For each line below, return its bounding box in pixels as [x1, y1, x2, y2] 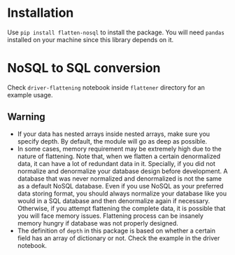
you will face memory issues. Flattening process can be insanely [17, 212, 204, 220]
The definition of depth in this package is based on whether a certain [17, 226, 215, 235]
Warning [7, 111, 45, 123]
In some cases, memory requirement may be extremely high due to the [17, 144, 222, 153]
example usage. [7, 90, 53, 99]
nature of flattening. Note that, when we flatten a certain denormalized [17, 152, 221, 160]
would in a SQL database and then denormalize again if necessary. [17, 196, 211, 205]
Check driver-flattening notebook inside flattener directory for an [7, 83, 205, 92]
